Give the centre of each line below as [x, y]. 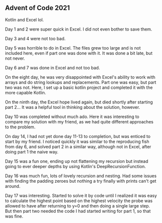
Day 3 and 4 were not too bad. [35, 38]
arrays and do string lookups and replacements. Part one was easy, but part [81, 82]
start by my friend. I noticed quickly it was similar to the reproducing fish [77, 141]
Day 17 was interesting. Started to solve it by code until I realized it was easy [81, 195]
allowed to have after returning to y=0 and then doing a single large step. [78, 206]
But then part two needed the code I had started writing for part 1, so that [78, 211]
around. [13, 186]
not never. [15, 58]
